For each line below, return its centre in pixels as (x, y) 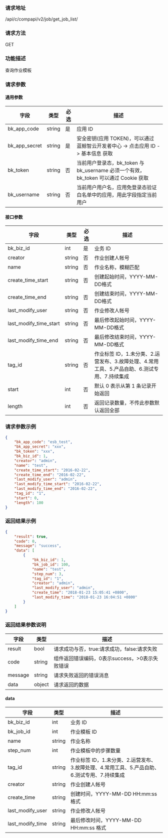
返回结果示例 (21, 521)
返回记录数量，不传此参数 (124, 403)
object (41, 684)
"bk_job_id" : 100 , (51, 565)
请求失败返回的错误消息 (81, 675)
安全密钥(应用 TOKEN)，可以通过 (115, 138)
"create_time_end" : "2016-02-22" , (50, 475)
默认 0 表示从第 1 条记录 (123, 386)
